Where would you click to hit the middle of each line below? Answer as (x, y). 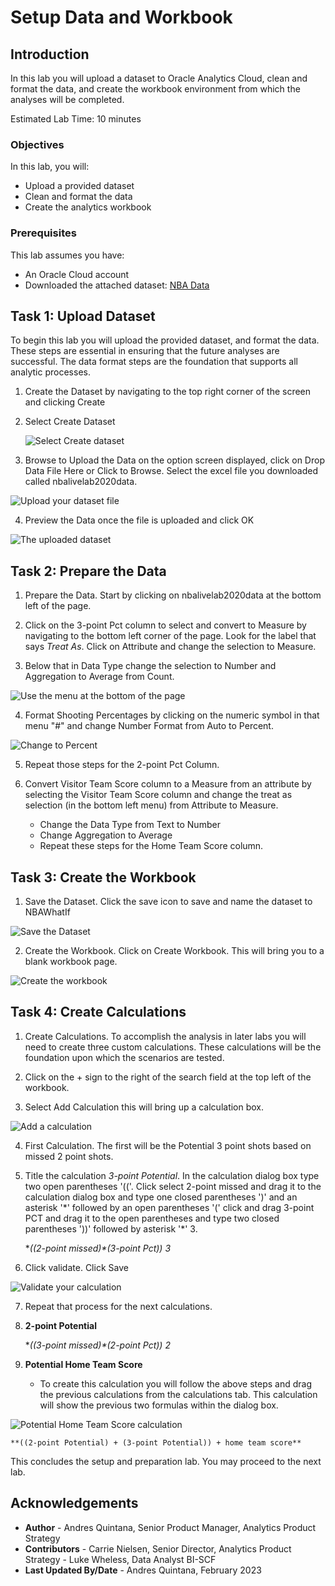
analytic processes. (50, 372)
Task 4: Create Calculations (98, 1012)
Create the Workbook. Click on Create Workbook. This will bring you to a (174, 951)
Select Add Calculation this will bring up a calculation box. (144, 1107)
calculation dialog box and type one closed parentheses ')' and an (161, 1197)
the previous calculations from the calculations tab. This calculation (178, 1394)
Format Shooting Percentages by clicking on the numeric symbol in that (172, 715)
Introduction (50, 54)
